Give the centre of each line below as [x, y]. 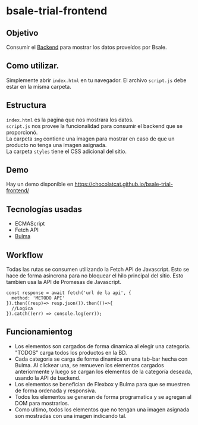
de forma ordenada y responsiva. [55, 390]
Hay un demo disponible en [40, 184]
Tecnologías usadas [44, 209]
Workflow [25, 255]
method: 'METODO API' [38, 298]
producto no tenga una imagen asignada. [56, 145]
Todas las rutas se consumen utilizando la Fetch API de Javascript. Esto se [98, 270]
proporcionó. [22, 132]
